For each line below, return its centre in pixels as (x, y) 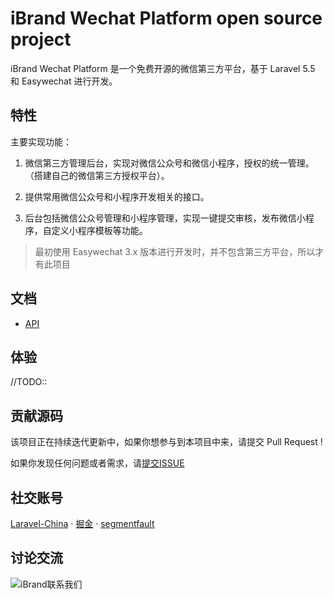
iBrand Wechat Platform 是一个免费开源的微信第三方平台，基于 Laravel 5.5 (163, 68)
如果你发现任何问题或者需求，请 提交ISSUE (97, 463)
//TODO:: (29, 382)
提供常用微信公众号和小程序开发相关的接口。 (117, 196)
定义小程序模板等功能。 (99, 230)
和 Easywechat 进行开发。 (64, 81)
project (41, 39)
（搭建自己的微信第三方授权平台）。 (97, 175)
